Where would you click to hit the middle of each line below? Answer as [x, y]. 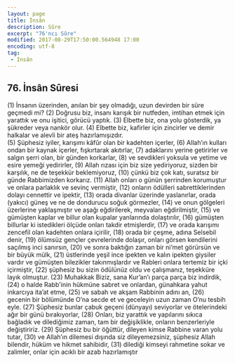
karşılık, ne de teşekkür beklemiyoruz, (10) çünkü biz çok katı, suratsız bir [113, 172]
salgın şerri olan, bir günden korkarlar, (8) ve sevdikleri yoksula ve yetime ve [117, 157]
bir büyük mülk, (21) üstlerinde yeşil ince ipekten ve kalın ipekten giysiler [112, 255]
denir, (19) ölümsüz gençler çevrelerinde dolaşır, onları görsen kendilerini [112, 239]
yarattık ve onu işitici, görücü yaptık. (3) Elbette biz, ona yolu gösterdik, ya [114, 120]
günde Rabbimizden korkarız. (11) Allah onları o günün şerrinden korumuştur [117, 179]
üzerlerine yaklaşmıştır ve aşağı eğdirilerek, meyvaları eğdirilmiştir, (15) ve [114, 210]
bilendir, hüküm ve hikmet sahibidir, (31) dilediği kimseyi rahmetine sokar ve [116, 344]
